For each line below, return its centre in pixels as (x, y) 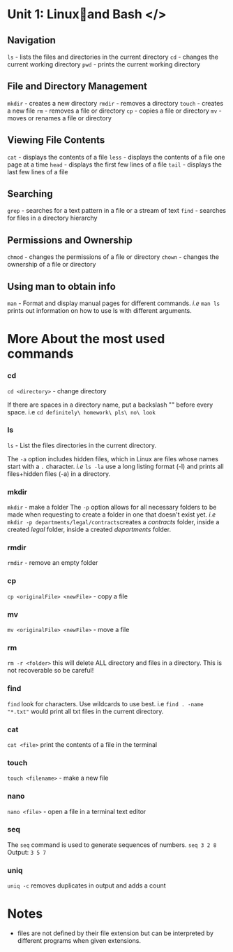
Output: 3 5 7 (27, 852)
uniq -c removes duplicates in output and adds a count (87, 885)
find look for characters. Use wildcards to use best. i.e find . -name (105, 703)
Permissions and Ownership (70, 240)
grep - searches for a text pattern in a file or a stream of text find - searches (117, 211)
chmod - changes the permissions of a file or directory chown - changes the (113, 257)
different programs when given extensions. (79, 941)
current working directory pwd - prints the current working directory (104, 64)
